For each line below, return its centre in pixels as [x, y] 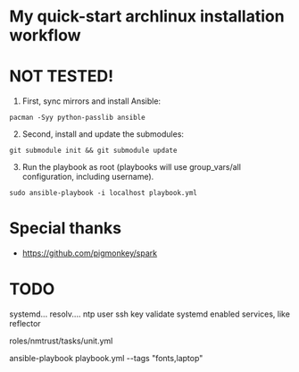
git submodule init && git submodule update [93, 151]
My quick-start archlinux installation [147, 17]
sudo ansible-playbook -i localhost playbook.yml [104, 193]
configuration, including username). [88, 177]
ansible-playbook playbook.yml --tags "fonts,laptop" [106, 358]
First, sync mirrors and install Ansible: [91, 101]
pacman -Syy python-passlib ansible [77, 118]
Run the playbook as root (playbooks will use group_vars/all [131, 167]
